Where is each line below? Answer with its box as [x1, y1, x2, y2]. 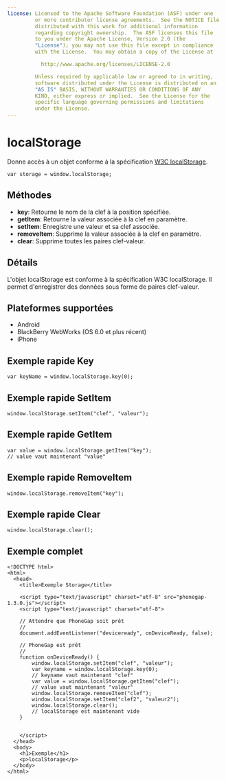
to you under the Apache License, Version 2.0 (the [34, 36, 186, 43]
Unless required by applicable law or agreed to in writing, [34, 73, 214, 80]
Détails [7, 257, 38, 269]
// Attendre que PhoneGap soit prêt [19, 618, 125, 625]
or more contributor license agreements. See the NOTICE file [34, 16, 220, 23]
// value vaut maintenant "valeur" [32, 684, 134, 691]
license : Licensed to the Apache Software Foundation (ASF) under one [7, 10, 214, 17]
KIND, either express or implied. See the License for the [34, 92, 211, 100]
